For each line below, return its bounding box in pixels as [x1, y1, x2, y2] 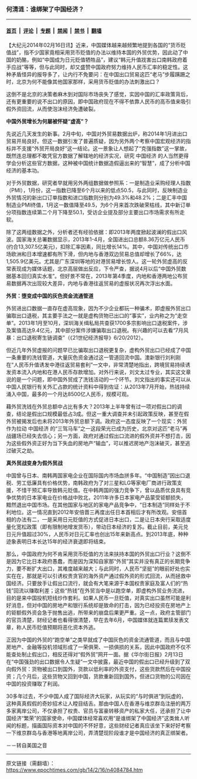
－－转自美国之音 [6, 741, 47, 748]
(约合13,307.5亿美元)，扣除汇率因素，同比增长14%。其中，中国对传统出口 [6, 243, 184, 250]
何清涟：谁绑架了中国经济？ [6, 5, 84, 13]
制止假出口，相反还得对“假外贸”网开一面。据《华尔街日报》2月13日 [21, 651, 184, 658]
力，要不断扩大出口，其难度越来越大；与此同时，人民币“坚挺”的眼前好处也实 [6, 565, 191, 572]
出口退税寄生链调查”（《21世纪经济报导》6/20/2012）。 [16, 334, 147, 341]
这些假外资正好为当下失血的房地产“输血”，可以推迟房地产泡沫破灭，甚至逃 [11, 439, 191, 446]
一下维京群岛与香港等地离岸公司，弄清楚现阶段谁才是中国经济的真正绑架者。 [6, 729, 191, 736]
